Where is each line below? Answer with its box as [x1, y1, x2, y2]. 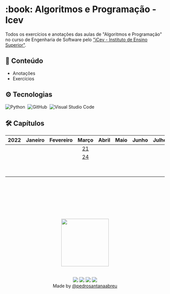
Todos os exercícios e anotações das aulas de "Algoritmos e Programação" [5, 31, 162, 37]
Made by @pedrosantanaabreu [53, 283, 117, 289]
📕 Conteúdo [5, 57, 44, 66]
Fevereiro [49, 137, 73, 144]
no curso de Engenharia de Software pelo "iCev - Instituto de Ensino [5, 37, 148, 43]
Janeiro [26, 137, 45, 144]
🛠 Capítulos [5, 119, 45, 127]
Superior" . [5, 42, 26, 48]
